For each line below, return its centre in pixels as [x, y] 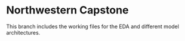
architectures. [23, 32]
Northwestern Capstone [67, 10]
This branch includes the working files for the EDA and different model [92, 26]
